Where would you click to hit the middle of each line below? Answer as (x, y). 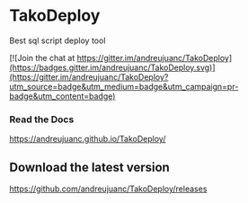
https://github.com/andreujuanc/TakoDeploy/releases (108, 189)
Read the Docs (42, 119)
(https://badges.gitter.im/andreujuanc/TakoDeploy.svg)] (112, 67)
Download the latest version (90, 167)
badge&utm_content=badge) (62, 96)
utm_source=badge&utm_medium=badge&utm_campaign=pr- (124, 86)
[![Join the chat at (42, 57)
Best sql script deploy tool (58, 40)
